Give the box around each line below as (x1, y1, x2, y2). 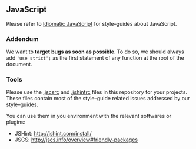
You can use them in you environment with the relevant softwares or (6, 113, 172, 120)
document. (6, 61, 32, 68)
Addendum (6, 35, 39, 43)
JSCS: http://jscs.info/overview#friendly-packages (14, 136, 138, 143)
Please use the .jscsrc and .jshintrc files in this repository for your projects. (6, 89, 187, 96)
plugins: (6, 118, 25, 126)
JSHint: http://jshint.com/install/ (14, 130, 92, 137)
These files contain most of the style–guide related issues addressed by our (6, 95, 190, 102)
